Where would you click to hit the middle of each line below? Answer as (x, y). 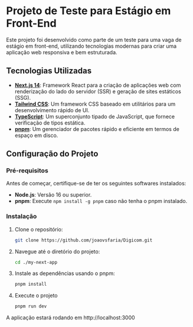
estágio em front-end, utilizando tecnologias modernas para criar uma (91, 46)
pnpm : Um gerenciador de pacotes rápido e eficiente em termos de (97, 129)
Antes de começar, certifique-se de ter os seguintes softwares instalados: (96, 184)
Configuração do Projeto (52, 154)
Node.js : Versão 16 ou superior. (53, 195)
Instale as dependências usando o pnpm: (65, 273)
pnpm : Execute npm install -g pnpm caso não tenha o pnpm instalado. (101, 201)
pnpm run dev (31, 306)
